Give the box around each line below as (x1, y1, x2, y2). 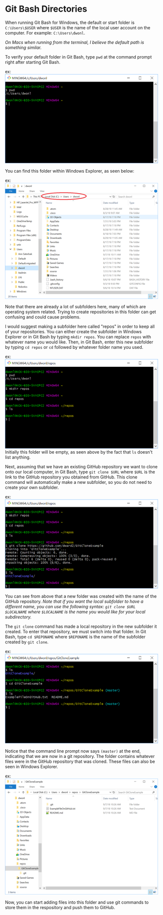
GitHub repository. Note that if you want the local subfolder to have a (5, 598, 144, 604)
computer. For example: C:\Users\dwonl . (5, 30, 85, 36)
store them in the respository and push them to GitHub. (5, 904, 115, 910)
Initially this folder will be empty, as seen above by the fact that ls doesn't (5, 449, 153, 455)
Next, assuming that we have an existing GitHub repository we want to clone (5, 463, 158, 469)
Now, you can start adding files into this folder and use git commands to (5, 899, 149, 905)
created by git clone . (5, 639, 49, 645)
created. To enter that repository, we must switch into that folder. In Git (5, 629, 147, 635)
